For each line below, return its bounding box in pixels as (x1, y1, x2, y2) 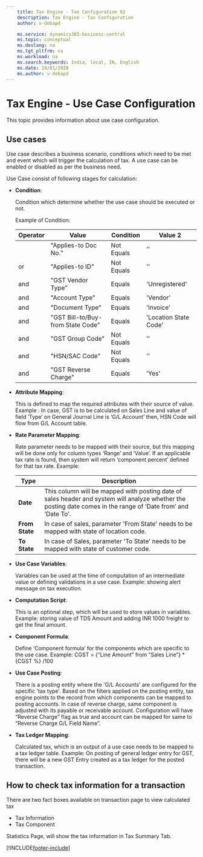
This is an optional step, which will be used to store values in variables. (14, 609, 192, 616)
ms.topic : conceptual (17, 37, 71, 43)
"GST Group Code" (50, 335, 105, 343)
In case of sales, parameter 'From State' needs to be (44, 519, 193, 528)
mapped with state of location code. (44, 527, 147, 536)
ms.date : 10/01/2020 (17, 65, 69, 71)
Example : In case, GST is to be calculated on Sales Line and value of (14, 407, 187, 414)
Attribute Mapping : (14, 388, 64, 396)
